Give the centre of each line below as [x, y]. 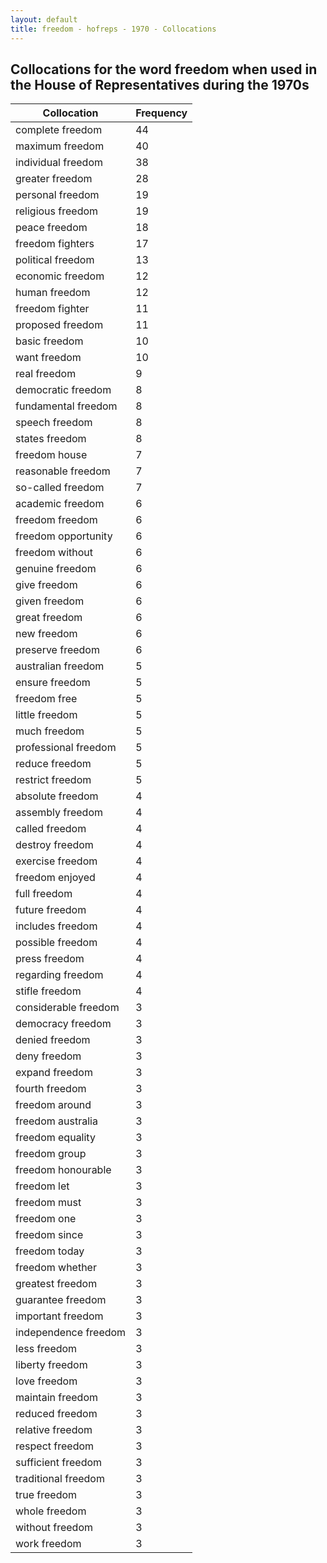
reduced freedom [56, 1414]
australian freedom [60, 666]
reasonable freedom [63, 471]
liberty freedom [51, 1365]
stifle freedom [48, 991]
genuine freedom [56, 569]
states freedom [51, 439]
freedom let [42, 1186]
